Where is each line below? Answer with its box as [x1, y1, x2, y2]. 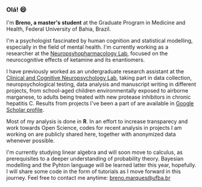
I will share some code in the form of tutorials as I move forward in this [6, 168, 181, 175]
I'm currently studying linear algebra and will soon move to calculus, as [6, 149, 183, 156]
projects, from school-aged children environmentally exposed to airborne [6, 87, 189, 94]
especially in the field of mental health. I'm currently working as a [6, 43, 169, 51]
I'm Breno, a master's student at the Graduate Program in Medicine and [6, 19, 186, 26]
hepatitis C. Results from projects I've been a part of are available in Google [6, 100, 194, 107]
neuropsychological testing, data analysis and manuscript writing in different [6, 81, 197, 88]
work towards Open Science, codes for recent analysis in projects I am [6, 124, 182, 132]
